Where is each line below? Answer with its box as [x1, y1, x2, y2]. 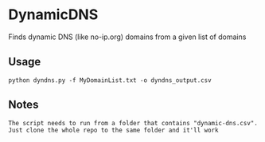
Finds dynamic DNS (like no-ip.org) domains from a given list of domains [8, 32, 247, 41]
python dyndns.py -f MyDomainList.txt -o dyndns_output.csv [8, 76, 212, 85]
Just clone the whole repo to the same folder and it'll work [8, 126, 219, 134]
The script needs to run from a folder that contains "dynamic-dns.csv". [8, 119, 259, 127]
